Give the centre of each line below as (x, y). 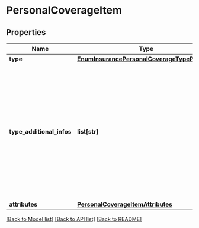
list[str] (88, 132)
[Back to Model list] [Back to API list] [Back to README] (74, 219)
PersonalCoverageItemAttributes (125, 204)
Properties (26, 32)
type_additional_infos (40, 132)
